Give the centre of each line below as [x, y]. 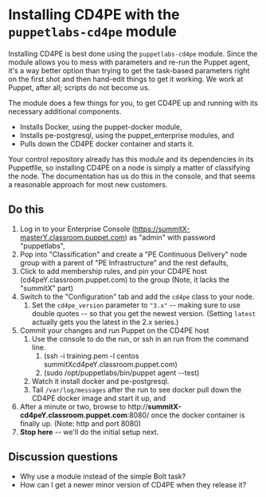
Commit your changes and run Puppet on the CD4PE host [114, 330]
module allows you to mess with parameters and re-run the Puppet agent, [129, 62]
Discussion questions [63, 457]
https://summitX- [162, 229]
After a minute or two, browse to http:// [84, 406]
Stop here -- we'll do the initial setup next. [89, 432]
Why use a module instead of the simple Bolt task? [103, 476]
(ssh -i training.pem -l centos [91, 355]
